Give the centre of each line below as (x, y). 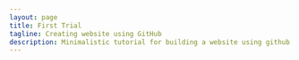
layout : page (34, 17)
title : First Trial (46, 26)
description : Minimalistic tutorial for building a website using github (150, 42)
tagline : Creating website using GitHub (86, 34)
